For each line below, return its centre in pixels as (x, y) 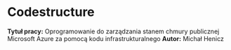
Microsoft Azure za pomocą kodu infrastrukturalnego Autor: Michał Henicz (116, 38)
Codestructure (51, 12)
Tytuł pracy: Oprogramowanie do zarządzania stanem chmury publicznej (113, 31)
